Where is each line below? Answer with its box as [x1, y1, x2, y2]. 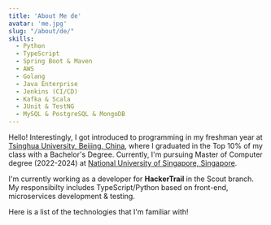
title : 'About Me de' [8, 11, 82, 20]
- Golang [15, 72, 46, 80]
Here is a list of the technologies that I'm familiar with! [8, 207, 189, 216]
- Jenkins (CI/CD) [15, 87, 79, 96]
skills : [8, 34, 35, 43]
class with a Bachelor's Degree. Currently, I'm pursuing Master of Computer [8, 149, 263, 159]
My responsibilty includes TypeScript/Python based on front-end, [8, 183, 229, 192]
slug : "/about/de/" [8, 27, 75, 35]
